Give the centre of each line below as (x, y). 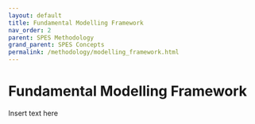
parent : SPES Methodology (51, 38)
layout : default (35, 15)
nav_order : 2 (30, 30)
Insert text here (33, 113)
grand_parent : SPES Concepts (56, 45)
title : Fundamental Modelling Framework (76, 23)
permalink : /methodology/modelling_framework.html (94, 52)
